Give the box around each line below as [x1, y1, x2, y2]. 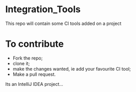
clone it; [12, 60, 30, 67]
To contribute [5, 38, 64, 50]
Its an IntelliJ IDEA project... [5, 81, 63, 87]
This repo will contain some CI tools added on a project [5, 20, 122, 26]
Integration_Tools [5, 4, 81, 15]
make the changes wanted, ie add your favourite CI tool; [12, 66, 131, 72]
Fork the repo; [12, 55, 43, 61]
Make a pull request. [12, 71, 56, 77]
